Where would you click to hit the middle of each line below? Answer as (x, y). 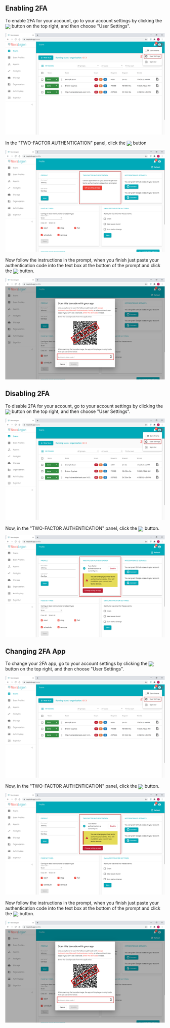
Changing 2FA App (35, 651)
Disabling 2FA (28, 394)
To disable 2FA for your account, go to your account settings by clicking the (84, 406)
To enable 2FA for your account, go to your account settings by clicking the (84, 20)
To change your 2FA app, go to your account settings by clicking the (76, 664)
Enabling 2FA (27, 8)
